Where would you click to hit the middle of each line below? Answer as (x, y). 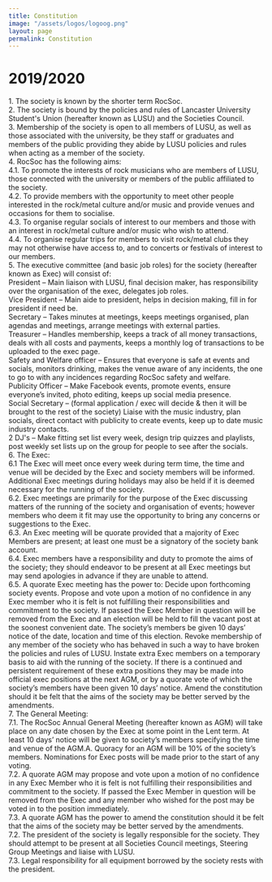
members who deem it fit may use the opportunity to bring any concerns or (134, 516)
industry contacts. (39, 429)
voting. (20, 766)
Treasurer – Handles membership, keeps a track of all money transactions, (133, 335)
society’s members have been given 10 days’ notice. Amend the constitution (136, 688)
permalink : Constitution (50, 39)
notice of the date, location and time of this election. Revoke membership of (135, 636)
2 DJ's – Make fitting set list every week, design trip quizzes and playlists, (132, 438)
